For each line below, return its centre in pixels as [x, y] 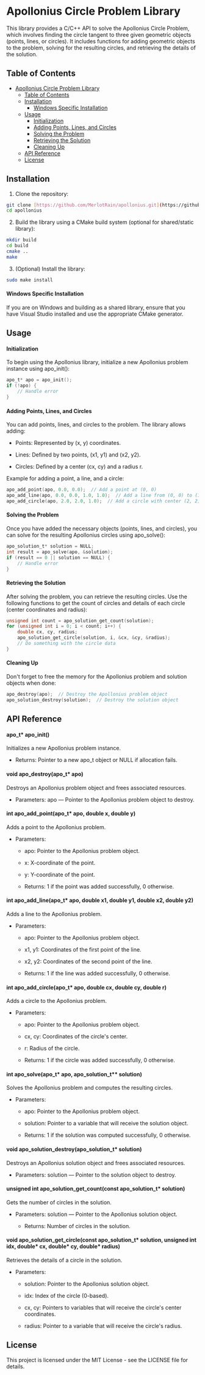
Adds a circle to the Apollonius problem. [57, 1001]
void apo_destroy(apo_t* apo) [45, 774]
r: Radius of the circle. [52, 1048]
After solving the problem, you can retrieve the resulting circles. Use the [97, 596]
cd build [17, 246]
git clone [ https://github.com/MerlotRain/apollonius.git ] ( [85, 205]
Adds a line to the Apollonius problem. [54, 914]
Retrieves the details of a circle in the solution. [64, 1260]
